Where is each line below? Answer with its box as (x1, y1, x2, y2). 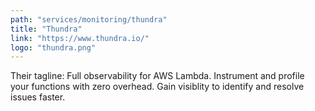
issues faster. (10, 91, 66, 103)
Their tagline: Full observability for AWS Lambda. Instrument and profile (10, 70, 305, 82)
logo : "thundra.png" (10, 42, 97, 53)
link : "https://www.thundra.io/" (10, 33, 150, 43)
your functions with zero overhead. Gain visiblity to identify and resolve (10, 81, 305, 93)
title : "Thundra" (10, 24, 83, 34)
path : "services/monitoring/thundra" (10, 14, 168, 25)
